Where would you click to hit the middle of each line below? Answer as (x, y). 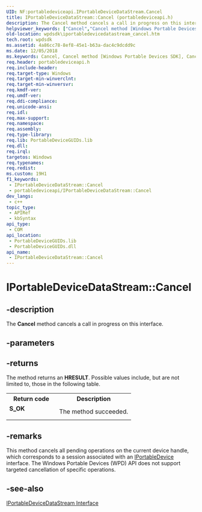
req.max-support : (28, 118)
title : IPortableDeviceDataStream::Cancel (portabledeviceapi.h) (90, 17)
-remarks (24, 436)
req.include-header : (32, 68)
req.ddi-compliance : (32, 101)
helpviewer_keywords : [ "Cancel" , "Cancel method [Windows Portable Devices (102, 29)
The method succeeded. (93, 412)
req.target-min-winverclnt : (41, 79)
